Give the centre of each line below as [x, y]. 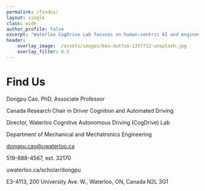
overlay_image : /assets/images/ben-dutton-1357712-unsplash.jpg [102, 46]
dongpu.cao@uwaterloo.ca [41, 146]
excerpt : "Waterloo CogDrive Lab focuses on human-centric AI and [92, 35]
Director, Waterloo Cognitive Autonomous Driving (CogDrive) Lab [88, 122]
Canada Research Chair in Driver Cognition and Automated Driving [90, 110]
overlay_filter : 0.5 [43, 52]
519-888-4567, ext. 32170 [39, 158]
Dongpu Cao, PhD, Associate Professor [56, 99]
